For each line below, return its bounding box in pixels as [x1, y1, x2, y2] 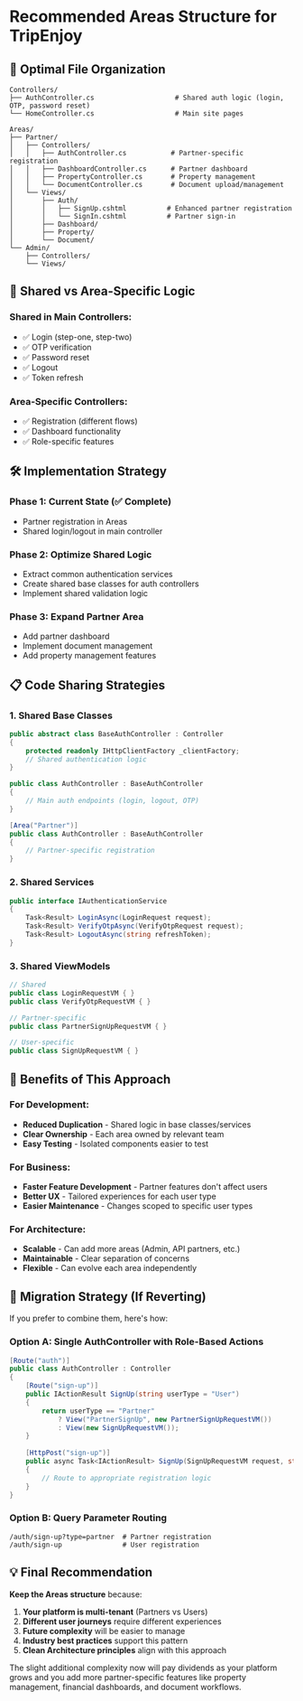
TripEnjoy [9, 25, 83, 46]
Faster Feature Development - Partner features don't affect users [22, 1182, 268, 1192]
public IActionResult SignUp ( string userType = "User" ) [25, 1389, 241, 1399]
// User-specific [9, 1038, 75, 1047]
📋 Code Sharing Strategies [9, 678, 166, 693]
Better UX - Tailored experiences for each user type [22, 1191, 216, 1202]
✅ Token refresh [22, 372, 84, 383]
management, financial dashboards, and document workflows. [9, 1681, 242, 1692]
